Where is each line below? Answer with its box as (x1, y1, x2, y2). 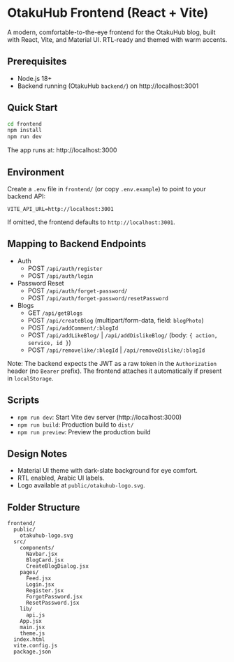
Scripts (7, 395, 40, 406)
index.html (13, 636, 45, 643)
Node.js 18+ (17, 74, 52, 82)
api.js (25, 612, 45, 619)
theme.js (20, 630, 45, 637)
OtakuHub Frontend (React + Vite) (7, 5, 209, 21)
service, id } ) (27, 338, 71, 346)
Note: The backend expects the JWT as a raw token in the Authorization (7, 359, 217, 367)
